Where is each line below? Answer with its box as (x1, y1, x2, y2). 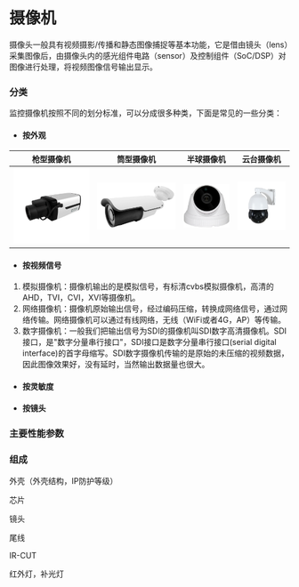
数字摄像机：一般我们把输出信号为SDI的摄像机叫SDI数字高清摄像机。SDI (21, 326, 287, 336)
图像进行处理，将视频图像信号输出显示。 (9, 61, 158, 72)
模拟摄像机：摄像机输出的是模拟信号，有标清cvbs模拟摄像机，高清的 (21, 281, 274, 292)
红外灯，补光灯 (9, 568, 64, 579)
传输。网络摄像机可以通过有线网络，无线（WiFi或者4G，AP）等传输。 (29, 315, 287, 326)
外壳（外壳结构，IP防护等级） (9, 475, 118, 486)
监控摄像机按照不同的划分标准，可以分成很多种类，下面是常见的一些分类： (9, 108, 282, 118)
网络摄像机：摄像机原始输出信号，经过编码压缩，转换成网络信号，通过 (21, 303, 280, 314)
